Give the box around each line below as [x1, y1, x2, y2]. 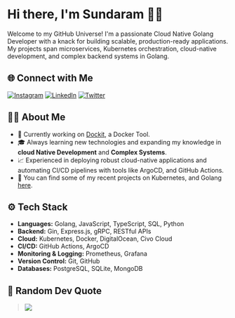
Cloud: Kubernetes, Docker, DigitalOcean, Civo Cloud [17, 234, 173, 243]
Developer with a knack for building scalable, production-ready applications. [7, 37, 229, 45]
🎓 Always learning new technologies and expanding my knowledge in [17, 138, 222, 146]
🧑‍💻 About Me [7, 112, 66, 124]
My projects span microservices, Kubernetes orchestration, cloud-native [7, 44, 217, 53]
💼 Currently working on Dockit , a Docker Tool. [17, 130, 151, 138]
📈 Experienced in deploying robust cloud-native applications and [17, 156, 207, 164]
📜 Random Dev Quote [7, 284, 102, 297]
